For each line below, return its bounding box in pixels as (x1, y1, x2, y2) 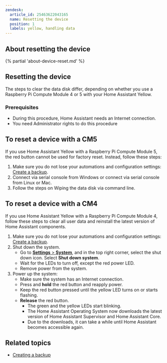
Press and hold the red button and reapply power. (20, 281, 123, 287)
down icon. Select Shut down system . (20, 254, 99, 260)
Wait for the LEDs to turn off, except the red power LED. (20, 260, 135, 266)
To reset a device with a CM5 (5, 135, 98, 144)
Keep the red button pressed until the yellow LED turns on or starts (20, 287, 158, 293)
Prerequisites (5, 104, 39, 111)
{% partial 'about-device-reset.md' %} (5, 58, 85, 64)
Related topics (5, 339, 51, 347)
